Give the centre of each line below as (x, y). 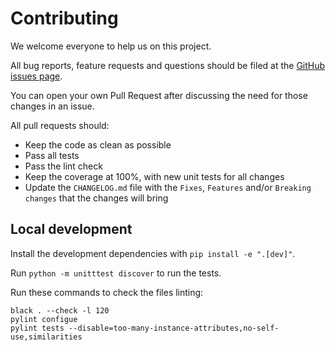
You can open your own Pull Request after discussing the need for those (159, 95)
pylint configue (44, 319)
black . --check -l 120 (60, 310)
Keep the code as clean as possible (98, 144)
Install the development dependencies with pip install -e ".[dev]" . (153, 253)
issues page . (36, 76)
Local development (71, 229)
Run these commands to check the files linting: (107, 292)
